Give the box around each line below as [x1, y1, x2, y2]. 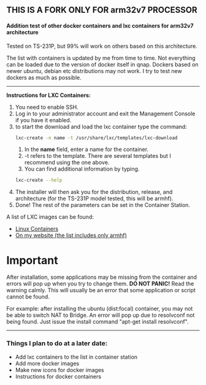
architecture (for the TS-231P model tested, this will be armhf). [15, 195, 174, 202]
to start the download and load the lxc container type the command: [15, 123, 187, 130]
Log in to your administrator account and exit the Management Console [15, 110, 196, 117]
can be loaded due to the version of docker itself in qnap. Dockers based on [6, 61, 199, 68]
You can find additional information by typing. [24, 165, 140, 173]
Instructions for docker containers [15, 373, 102, 380]
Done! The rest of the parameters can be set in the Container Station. [15, 201, 191, 209]
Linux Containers [15, 225, 59, 233]
